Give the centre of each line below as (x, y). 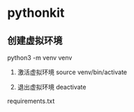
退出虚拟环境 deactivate (52, 87)
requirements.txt (31, 101)
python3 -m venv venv (40, 58)
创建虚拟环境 (35, 40)
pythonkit (36, 13)
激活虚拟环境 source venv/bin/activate (72, 72)
